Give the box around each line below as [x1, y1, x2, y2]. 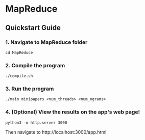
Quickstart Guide [5, 23, 61, 32]
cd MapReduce [5, 50, 33, 55]
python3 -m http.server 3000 [5, 120, 67, 125]
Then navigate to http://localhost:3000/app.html [5, 129, 107, 135]
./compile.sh [5, 73, 33, 79]
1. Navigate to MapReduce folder [5, 39, 88, 46]
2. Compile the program [5, 62, 65, 69]
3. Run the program [5, 85, 54, 92]
